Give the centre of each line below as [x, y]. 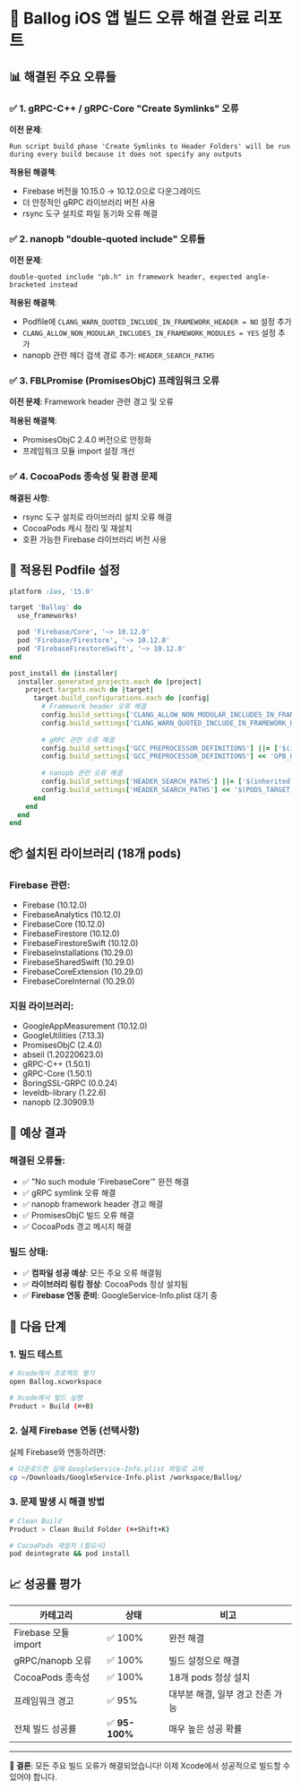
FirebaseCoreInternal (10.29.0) [78, 981]
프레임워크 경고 [44, 1701]
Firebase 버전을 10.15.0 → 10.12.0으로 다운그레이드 [112, 191]
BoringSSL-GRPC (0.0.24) [70, 1083]
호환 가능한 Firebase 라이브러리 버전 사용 [95, 539]
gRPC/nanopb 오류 [53, 1661]
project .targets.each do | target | [90, 690]
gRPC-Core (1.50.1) [57, 1074]
